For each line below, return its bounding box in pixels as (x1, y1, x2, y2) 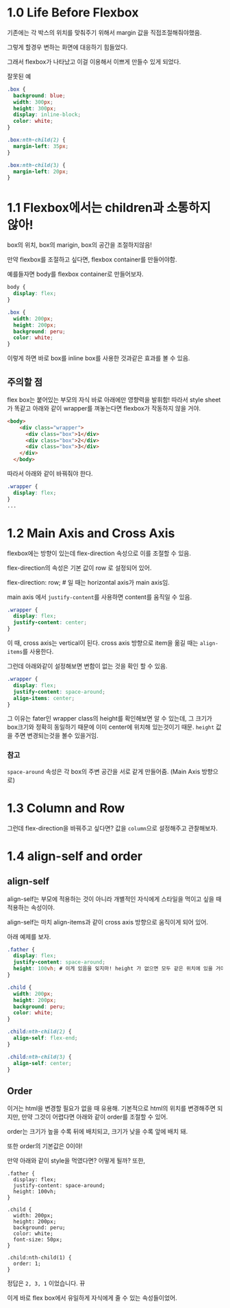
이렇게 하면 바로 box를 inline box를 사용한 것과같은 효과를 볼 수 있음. (7, 354, 190, 362)
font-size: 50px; (13, 1237, 63, 1243)
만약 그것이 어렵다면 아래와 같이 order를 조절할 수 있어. (21, 1113, 168, 1121)
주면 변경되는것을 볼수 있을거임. (14, 732, 99, 740)
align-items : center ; (13, 694, 75, 701)
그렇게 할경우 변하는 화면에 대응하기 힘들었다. (7, 43, 128, 51)
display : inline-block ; (13, 111, 81, 118)
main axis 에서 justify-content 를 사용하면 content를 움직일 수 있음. (7, 592, 192, 601)
